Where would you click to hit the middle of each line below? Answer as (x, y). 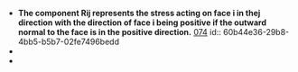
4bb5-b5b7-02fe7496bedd (69, 41)
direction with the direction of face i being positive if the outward (142, 22)
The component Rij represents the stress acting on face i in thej (139, 13)
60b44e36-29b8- (256, 32)
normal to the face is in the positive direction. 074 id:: (119, 32)
